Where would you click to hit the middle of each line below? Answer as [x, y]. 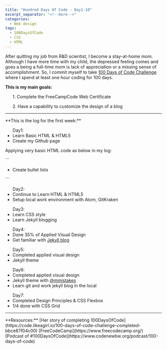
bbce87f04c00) [21, 331]
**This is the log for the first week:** [43, 120]
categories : [17, 19]
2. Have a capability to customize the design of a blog [67, 106]
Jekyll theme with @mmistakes [44, 280]
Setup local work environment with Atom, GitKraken [65, 199]
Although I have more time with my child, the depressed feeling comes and [82, 61]
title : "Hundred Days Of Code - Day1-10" [49, 10]
